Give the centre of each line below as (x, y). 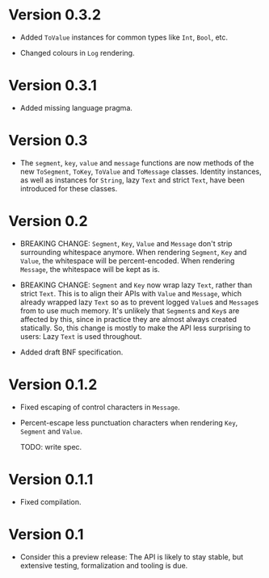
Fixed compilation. (50, 501)
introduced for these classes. (69, 188)
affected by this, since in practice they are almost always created (128, 319)
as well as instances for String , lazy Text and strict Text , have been (132, 180)
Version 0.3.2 (55, 15)
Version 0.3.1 (53, 86)
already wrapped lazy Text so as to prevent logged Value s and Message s (139, 302)
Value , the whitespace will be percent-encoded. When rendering (127, 261)
